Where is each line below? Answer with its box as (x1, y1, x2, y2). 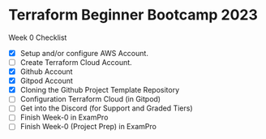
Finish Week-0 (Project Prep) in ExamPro (19, 122, 157, 132)
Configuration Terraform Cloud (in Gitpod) (19, 94, 161, 104)
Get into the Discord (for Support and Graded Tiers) (19, 103, 193, 113)
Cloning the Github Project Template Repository (19, 85, 180, 95)
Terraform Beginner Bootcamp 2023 (8, 6, 258, 24)
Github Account (19, 67, 73, 76)
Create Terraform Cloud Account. (19, 58, 132, 67)
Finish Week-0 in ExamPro (19, 112, 109, 123)
